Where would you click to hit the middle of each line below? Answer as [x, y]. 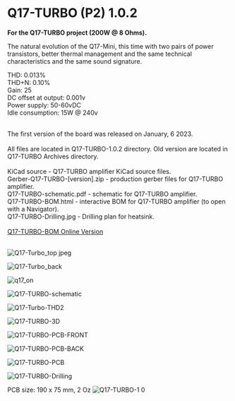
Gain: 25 [19, 90]
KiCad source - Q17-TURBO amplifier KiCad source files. [89, 171]
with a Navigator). [33, 209]
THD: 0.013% [26, 75]
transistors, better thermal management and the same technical [100, 54]
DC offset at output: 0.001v [47, 98]
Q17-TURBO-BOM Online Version [55, 231]
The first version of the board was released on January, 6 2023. [100, 134]
